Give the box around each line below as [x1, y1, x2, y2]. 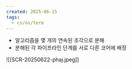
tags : [6, 14, 20, 20]
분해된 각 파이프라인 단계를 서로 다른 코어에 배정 [14, 44, 127, 51]
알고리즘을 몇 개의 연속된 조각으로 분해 [14, 37, 105, 44]
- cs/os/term [11, 20, 44, 26]
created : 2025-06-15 [6, 8, 58, 15]
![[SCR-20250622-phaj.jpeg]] [6, 56, 79, 63]
